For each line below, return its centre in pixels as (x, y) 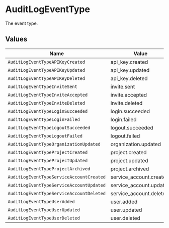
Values (16, 39)
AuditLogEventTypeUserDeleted (44, 218)
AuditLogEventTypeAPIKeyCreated (47, 62)
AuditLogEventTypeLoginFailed (44, 119)
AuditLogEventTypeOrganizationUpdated (54, 144)
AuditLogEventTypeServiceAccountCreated (57, 177)
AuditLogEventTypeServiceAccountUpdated (57, 185)
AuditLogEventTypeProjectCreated (48, 152)
